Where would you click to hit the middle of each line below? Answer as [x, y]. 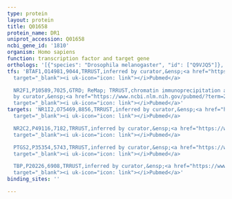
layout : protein [30, 20]
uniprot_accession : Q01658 [46, 39]
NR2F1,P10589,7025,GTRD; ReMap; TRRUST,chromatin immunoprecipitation [117, 91]
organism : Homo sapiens [41, 53]
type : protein [28, 13]
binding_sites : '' [33, 179]
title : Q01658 [28, 26]
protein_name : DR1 [33, 33]
